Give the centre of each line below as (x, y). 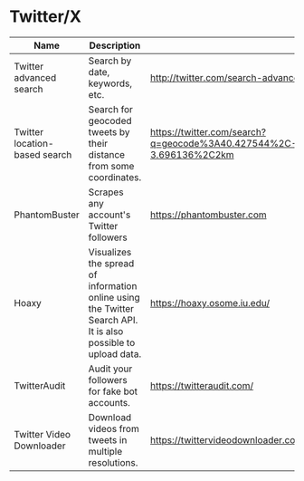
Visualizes (110, 252)
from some (111, 166)
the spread (111, 263)
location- (34, 143)
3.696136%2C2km (192, 154)
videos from (114, 428)
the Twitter (111, 308)
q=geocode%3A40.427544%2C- (223, 143)
